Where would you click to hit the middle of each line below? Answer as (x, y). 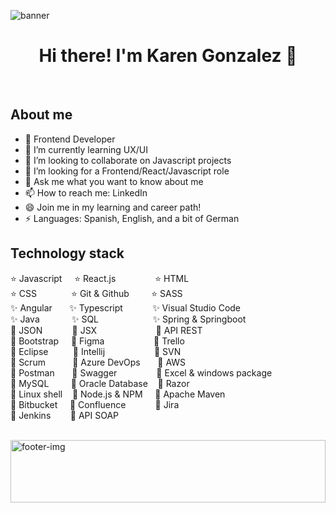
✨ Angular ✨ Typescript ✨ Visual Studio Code (126, 307)
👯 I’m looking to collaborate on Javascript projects (128, 160)
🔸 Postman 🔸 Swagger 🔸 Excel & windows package (141, 372)
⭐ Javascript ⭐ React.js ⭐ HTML (100, 278)
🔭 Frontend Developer (70, 139)
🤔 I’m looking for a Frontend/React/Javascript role (127, 171)
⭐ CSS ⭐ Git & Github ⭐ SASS (96, 293)
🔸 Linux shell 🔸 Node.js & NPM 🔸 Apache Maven (118, 394)
